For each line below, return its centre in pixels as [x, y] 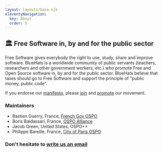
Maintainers [20, 105]
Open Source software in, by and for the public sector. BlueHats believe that [81, 73]
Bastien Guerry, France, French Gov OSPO [55, 116]
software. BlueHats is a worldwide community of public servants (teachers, [81, 63]
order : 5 [18, 23]
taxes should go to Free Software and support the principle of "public [75, 78]
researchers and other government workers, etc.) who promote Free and [78, 68]
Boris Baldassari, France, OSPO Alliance [52, 121]
